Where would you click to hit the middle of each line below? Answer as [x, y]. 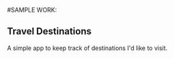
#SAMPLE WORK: [32, 10]
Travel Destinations [49, 31]
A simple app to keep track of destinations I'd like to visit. [87, 48]
